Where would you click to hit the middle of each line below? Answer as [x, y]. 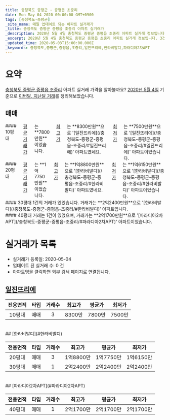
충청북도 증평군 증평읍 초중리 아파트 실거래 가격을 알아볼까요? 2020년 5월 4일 [82, 89]
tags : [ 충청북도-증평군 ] [28, 19]
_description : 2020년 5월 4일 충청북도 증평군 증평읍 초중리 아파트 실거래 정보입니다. [86, 34]
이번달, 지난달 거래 [37, 96]
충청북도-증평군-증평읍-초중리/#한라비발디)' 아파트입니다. [71, 209]
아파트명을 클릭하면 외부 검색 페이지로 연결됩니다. [61, 272]
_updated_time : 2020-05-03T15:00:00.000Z [50, 43]
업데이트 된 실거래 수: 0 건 [38, 266]
